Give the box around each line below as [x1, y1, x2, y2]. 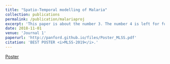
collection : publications [5, 12, 60, 17]
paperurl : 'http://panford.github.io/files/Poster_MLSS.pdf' [5, 35, 137, 40]
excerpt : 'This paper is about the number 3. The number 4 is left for [5, 21, 159, 26]
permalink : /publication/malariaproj [5, 16, 85, 21]
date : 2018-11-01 [5, 26, 42, 31]
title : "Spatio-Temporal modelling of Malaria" [5, 7, 108, 12]
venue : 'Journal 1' [5, 30, 47, 35]
